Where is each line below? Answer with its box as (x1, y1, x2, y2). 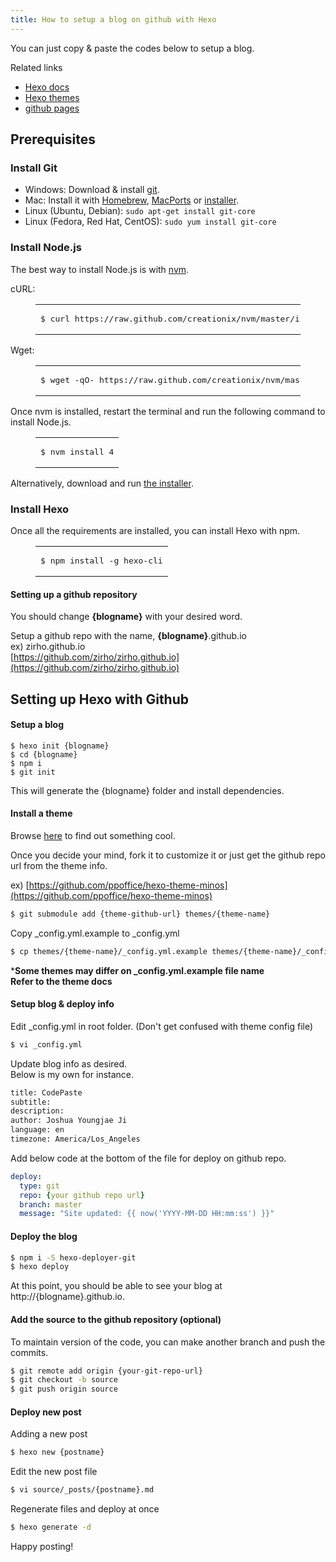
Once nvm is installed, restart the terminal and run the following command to (10, 405, 326, 417)
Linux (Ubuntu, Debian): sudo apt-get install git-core (24, 205, 256, 217)
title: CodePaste (10, 1087, 83, 1098)
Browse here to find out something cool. (10, 829, 176, 841)
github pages (24, 102, 80, 114)
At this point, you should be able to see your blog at (10, 1280, 223, 1292)
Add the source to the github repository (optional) (10, 1313, 222, 1325)
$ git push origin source (10, 1384, 118, 1395)
